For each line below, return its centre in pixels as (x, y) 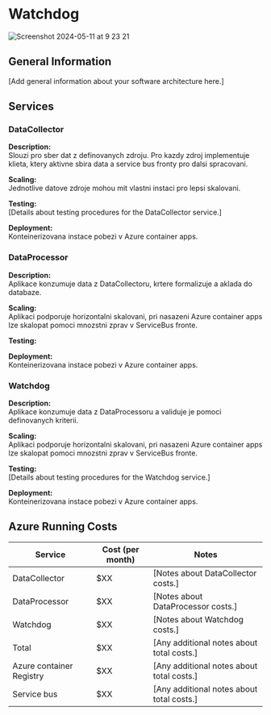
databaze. (25, 292)
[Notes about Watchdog (198, 619)
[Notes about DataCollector (205, 573)
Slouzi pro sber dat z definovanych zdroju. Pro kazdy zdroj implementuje (129, 156)
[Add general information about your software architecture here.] (116, 81)
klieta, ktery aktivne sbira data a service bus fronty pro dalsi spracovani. (128, 164)
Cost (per (121, 549)
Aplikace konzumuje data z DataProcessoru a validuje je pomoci (115, 412)
